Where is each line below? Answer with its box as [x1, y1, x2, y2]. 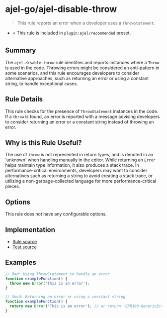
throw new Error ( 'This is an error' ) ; [9, 281, 90, 286]
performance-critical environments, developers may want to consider [5, 168, 148, 174]
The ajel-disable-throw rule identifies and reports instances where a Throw [5, 59, 160, 65]
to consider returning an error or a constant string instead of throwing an [5, 118, 154, 125]
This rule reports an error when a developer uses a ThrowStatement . [17, 20, 155, 26]
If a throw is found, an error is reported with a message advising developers [5, 113, 160, 119]
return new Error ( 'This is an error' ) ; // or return [9, 304, 121, 309]
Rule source [12, 239, 37, 244]
